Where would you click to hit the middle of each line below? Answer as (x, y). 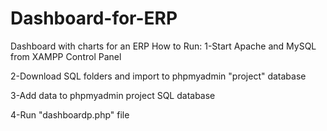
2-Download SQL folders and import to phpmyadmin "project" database (158, 76)
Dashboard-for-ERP (94, 18)
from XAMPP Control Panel (66, 56)
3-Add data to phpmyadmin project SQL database (113, 95)
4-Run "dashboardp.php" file (70, 114)
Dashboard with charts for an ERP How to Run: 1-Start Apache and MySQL (163, 46)
